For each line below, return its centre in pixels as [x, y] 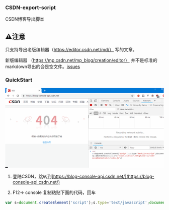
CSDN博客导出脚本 [25, 19]
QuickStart [19, 80]
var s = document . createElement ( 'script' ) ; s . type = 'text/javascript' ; [77, 202]
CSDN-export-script [31, 8]
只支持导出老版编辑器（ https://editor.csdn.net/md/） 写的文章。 [71, 50]
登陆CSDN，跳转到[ [33, 176]
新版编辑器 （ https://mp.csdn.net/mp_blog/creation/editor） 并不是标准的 [81, 60]
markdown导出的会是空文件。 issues [43, 66]
